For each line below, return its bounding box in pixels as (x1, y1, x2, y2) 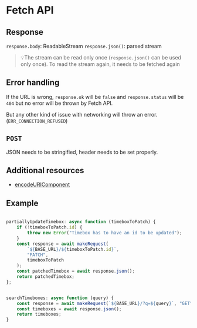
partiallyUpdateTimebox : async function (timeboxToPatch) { (6, 219, 157, 225)
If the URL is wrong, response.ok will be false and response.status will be (6, 93, 184, 100)
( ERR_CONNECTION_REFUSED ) (6, 117, 68, 124)
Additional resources (6, 165, 84, 175)
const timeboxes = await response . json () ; (16, 306, 122, 312)
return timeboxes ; (16, 312, 62, 317)
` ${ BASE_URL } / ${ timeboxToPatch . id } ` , (27, 246, 119, 252)
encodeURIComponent (14, 181, 70, 188)
